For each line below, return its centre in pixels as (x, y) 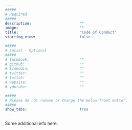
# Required (16, 14)
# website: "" (44, 82)
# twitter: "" (44, 73)
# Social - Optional (26, 50)
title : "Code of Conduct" (61, 32)
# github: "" (44, 64)
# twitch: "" (44, 78)
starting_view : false (48, 37)
